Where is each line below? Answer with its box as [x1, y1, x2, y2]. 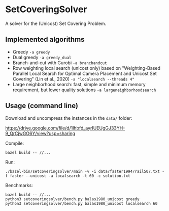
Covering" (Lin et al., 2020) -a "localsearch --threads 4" [12, 75, 134, 82]
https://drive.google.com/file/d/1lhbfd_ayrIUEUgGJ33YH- [5, 125, 125, 131]
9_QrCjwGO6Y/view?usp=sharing [5, 130, 75, 136]
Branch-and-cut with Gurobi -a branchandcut [12, 60, 108, 66]
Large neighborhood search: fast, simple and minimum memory [12, 81, 146, 87]
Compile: [5, 140, 24, 146]
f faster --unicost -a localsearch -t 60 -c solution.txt [5, 173, 130, 178]
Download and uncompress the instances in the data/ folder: [5, 115, 132, 121]
